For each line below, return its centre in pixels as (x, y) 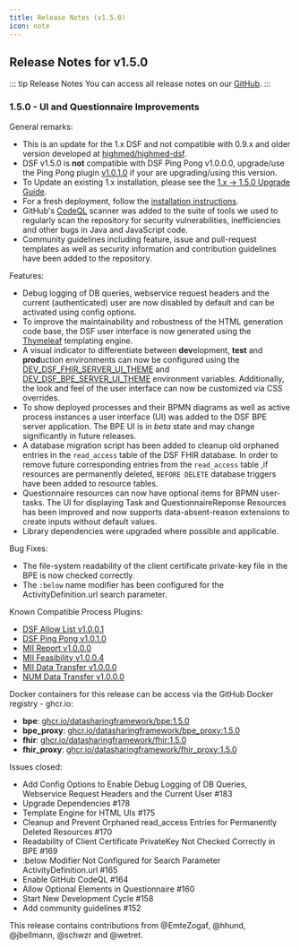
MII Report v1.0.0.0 (57, 648)
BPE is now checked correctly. (78, 575)
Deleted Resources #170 (67, 832)
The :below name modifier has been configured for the (123, 584)
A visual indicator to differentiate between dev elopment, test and (142, 349)
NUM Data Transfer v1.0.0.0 (73, 677)
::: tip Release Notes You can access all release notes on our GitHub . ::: (140, 84)
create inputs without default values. (90, 522)
